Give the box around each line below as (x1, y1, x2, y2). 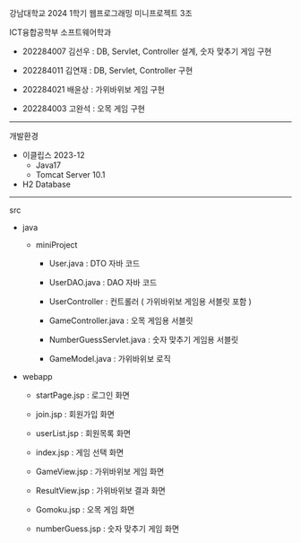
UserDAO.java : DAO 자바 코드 (48, 277, 158, 287)
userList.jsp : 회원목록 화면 (35, 428, 132, 438)
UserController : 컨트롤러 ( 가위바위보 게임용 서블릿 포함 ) (48, 296, 253, 307)
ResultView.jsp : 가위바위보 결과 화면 (35, 486, 166, 495)
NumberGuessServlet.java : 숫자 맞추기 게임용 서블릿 (48, 335, 239, 345)
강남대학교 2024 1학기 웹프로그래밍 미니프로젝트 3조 (9, 8, 193, 18)
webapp (21, 372, 53, 381)
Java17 (35, 160, 61, 171)
